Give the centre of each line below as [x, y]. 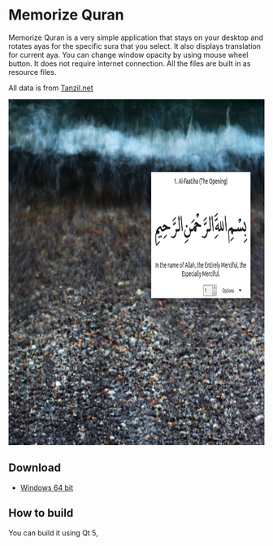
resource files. [32, 72]
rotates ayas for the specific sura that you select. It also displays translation [135, 46]
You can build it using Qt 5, [54, 533]
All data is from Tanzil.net [51, 88]
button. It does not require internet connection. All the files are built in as [130, 63]
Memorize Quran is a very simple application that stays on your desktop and [136, 37]
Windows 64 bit [46, 487]
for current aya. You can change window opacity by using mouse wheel [128, 55]
